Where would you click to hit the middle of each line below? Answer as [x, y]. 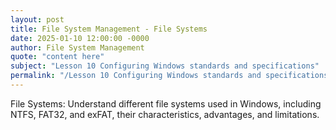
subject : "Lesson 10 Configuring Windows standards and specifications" [165, 66]
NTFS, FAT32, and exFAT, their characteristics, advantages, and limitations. [165, 114]
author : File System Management [77, 47]
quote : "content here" [57, 57]
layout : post [37, 19]
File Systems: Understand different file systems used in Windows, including [166, 103]
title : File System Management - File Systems [109, 29]
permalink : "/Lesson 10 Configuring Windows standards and [136, 76]
